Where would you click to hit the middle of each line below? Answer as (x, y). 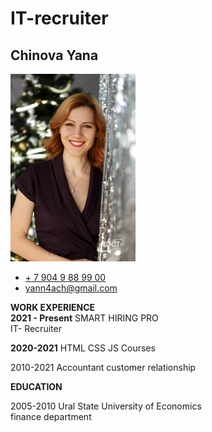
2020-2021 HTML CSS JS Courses (83, 348)
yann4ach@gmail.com (71, 288)
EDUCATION (36, 387)
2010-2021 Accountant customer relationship (103, 368)
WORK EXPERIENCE (53, 308)
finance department (51, 417)
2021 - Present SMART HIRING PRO (84, 318)
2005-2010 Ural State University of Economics (106, 406)
